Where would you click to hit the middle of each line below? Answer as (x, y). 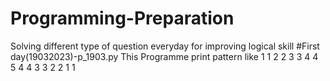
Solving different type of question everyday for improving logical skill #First (165, 46)
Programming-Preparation (122, 18)
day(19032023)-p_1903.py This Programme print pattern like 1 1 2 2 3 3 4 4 (164, 56)
